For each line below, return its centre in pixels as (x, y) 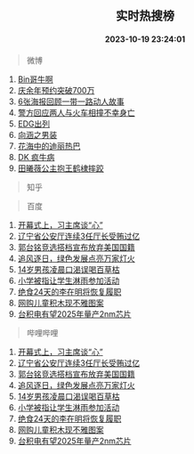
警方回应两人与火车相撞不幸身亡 (76, 112)
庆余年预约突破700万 (56, 90)
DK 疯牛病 (36, 157)
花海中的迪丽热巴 (49, 146)
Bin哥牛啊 (35, 79)
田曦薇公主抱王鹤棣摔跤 (61, 168)
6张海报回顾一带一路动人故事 (71, 101)
